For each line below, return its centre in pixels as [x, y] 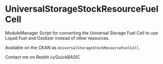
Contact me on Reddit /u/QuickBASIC [43, 57]
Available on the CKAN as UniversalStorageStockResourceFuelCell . [73, 47]
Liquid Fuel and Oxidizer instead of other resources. [58, 38]
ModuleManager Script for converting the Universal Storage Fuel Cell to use [81, 33]
